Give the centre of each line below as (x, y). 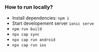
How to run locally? (29, 7)
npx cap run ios (29, 45)
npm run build (27, 29)
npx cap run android (34, 40)
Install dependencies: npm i (40, 18)
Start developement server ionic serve (53, 23)
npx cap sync (26, 35)
